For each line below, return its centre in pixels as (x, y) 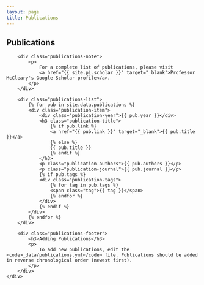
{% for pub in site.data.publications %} (82, 105)
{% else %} (64, 142)
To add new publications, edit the (84, 250)
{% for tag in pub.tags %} (84, 185)
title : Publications (33, 18)
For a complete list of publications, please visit (106, 67)
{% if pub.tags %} (62, 175)
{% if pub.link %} (73, 126)
